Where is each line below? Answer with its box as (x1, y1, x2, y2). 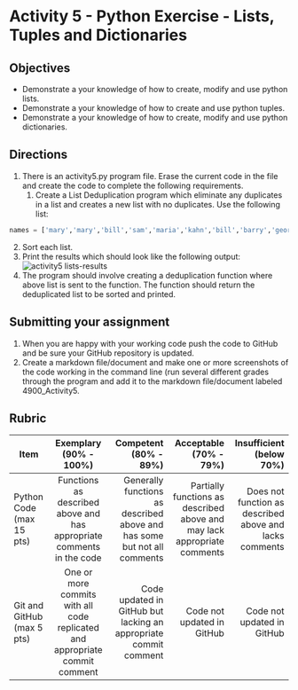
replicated (57, 622, 100, 634)
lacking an (121, 616, 164, 629)
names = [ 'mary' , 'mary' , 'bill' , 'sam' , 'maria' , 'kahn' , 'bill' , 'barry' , (9, 225, 272, 234)
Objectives (9, 60, 71, 75)
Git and (13, 600, 44, 612)
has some (122, 529, 164, 542)
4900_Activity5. (21, 385, 80, 396)
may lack (186, 524, 224, 537)
